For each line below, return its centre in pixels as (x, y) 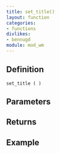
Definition (25, 70)
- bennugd (19, 40)
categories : (21, 23)
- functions (21, 28)
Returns (22, 122)
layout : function (28, 17)
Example (23, 142)
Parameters (28, 102)
